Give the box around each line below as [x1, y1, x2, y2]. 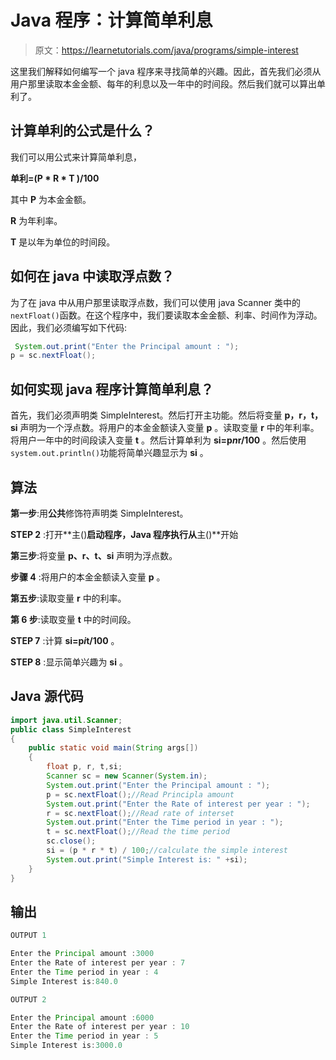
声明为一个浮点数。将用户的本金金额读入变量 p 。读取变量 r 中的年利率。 [19, 422, 320, 434]
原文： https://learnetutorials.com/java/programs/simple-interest [34, 44, 299, 56]
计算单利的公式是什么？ [10, 122, 155, 140]
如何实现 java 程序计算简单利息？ [10, 381, 215, 398]
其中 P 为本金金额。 [10, 193, 92, 205]
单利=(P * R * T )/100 [10, 172, 100, 184]
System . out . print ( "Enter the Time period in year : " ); [46, 817, 284, 828]
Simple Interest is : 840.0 [10, 976, 118, 986]
